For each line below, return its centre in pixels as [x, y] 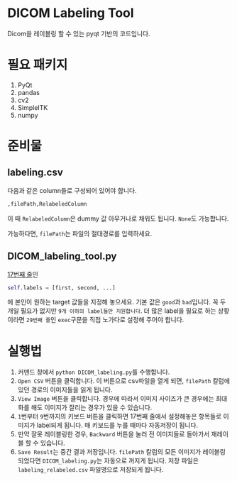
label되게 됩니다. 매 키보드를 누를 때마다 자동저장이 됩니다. [117, 425]
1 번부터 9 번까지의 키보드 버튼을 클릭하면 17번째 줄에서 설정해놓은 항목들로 [120, 416]
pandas [29, 92]
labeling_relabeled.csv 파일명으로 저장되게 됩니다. [90, 470]
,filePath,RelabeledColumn [47, 204]
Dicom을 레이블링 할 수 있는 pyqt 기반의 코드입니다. [79, 33]
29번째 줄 [38, 321]
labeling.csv [35, 173]
